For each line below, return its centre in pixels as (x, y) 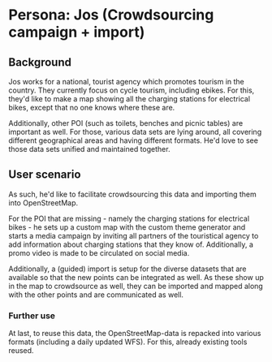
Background (40, 62)
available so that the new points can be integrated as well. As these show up (136, 277)
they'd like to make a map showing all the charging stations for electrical (129, 99)
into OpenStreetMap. (43, 203)
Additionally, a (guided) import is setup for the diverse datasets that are (127, 269)
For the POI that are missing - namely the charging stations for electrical (129, 218)
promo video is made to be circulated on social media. (99, 252)
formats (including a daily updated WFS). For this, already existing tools (128, 342)
